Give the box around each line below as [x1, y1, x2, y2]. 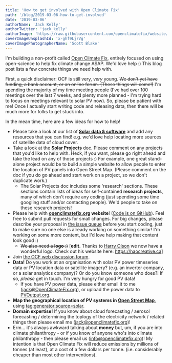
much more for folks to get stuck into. [5, 108, 84, 114]
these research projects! [20, 205, 72, 211]
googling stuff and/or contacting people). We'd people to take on [20, 199, 158, 205]
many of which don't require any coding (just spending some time [20, 193, 160, 200]
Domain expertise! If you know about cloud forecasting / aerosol [12, 308, 150, 314]
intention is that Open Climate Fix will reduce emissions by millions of [12, 340, 159, 347]
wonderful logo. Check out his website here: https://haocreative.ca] [20, 248, 163, 254]
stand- [147, 155, 162, 162]
